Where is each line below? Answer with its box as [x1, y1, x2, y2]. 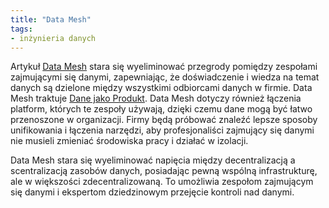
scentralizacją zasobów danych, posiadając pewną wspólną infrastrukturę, [10, 165, 318, 177]
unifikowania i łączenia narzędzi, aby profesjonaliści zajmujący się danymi [10, 124, 315, 136]
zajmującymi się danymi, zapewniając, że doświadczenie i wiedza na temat [10, 71, 320, 83]
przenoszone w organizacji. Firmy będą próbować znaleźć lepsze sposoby [10, 114, 318, 126]
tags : [10, 24, 33, 34]
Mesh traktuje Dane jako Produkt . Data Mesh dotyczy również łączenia [10, 92, 302, 105]
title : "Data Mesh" [10, 14, 92, 25]
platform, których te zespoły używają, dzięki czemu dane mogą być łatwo [10, 103, 313, 115]
